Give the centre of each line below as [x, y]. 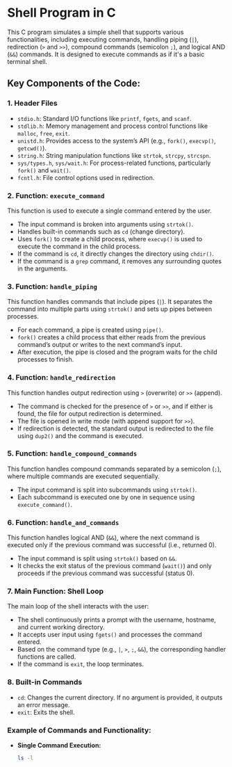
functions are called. [47, 657]
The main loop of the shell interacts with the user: [78, 606]
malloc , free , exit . [44, 133]
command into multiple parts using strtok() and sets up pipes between [110, 309]
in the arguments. [42, 268]
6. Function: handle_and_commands [63, 522]
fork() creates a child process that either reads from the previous [111, 337]
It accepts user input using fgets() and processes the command [110, 635]
